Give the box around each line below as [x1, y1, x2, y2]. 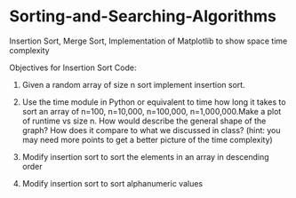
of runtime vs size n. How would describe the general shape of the [21, 115, 267, 126]
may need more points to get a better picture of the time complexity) [21, 134, 273, 145]
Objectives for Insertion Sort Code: [9, 62, 137, 73]
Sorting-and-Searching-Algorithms [9, 6, 277, 27]
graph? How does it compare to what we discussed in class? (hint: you [21, 124, 281, 135]
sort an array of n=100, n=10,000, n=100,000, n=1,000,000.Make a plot [21, 106, 282, 116]
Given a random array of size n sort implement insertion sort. [21, 79, 246, 90]
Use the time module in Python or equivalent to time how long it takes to [21, 96, 286, 107]
